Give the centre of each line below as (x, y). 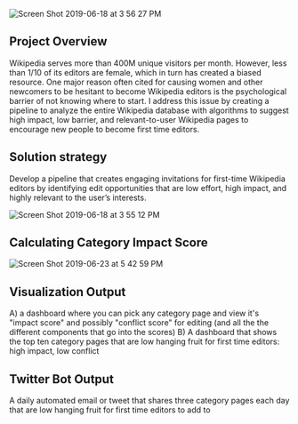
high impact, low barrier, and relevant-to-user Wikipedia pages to (129, 119)
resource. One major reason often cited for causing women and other (137, 82)
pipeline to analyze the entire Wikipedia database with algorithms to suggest (149, 110)
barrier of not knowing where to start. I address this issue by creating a (139, 100)
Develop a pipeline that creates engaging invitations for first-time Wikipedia (148, 179)
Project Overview (58, 41)
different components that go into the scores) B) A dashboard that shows (143, 332)
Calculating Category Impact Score (109, 243)
